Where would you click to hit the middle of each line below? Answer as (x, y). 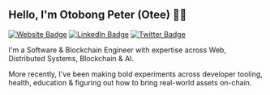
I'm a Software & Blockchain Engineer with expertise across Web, (118, 50)
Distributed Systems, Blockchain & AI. (71, 58)
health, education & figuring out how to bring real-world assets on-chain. (130, 82)
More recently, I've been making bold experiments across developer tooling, (136, 74)
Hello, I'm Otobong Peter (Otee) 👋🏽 (98, 15)
